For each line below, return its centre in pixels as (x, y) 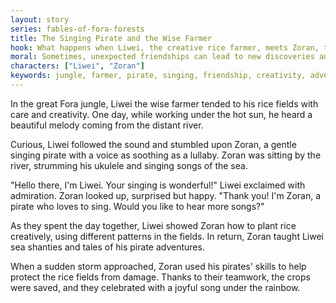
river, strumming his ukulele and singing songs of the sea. (129, 165)
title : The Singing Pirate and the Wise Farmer (111, 38)
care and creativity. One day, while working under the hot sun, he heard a (161, 114)
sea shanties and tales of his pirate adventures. (107, 247)
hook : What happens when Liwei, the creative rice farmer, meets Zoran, (165, 47)
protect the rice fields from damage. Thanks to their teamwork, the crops (160, 277)
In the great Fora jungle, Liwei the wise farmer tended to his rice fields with (164, 103)
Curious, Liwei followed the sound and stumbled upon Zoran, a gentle (153, 144)
